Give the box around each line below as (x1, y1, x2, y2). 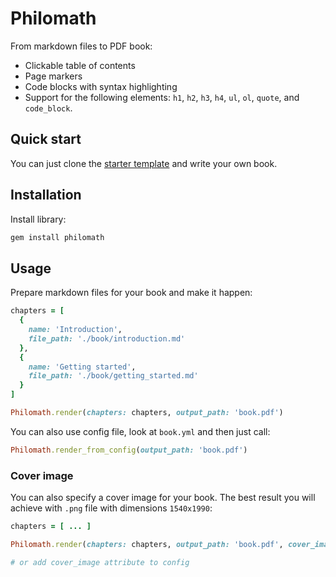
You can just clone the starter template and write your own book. (10, 157, 278, 169)
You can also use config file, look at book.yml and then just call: (10, 425, 271, 437)
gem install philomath (10, 232, 105, 242)
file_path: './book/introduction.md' (28, 333, 186, 344)
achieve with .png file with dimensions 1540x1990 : (10, 502, 213, 514)
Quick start (10, 131, 82, 148)
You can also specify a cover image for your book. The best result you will (10, 492, 316, 504)
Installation (10, 187, 82, 204)
